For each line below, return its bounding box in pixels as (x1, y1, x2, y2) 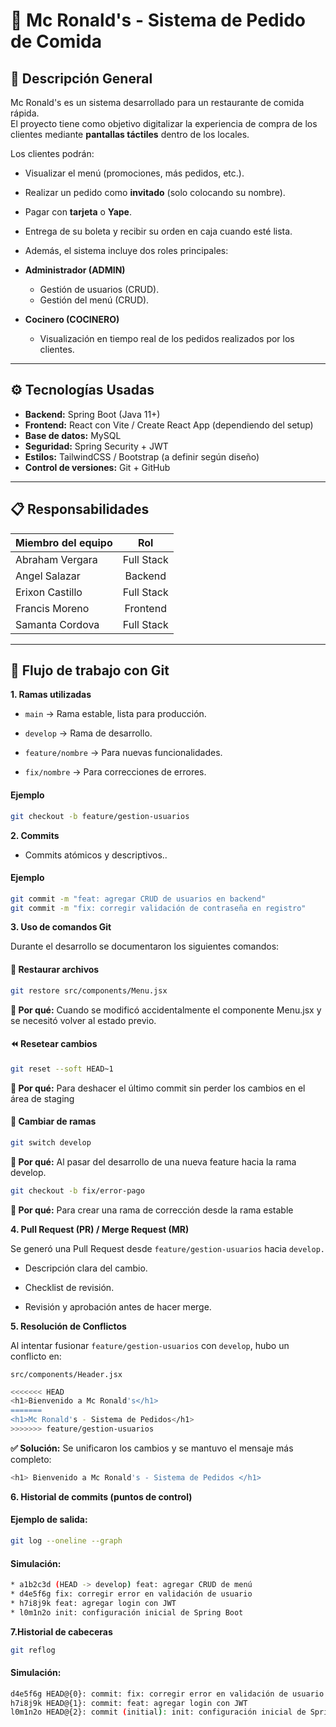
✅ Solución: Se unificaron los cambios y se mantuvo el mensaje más (10, 1442, 294, 1454)
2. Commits (10, 829, 60, 841)
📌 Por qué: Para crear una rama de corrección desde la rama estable (10, 1204, 294, 1216)
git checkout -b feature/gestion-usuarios (10, 811, 190, 821)
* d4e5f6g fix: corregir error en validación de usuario (10, 1589, 253, 1599)
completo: (10, 1453, 52, 1465)
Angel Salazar (15, 569, 81, 583)
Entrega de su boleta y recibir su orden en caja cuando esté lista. (24, 225, 293, 237)
